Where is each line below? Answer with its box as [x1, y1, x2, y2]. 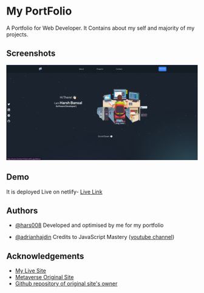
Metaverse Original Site [15, 274, 74, 281]
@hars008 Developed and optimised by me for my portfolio [15, 221, 164, 229]
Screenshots [6, 49, 56, 59]
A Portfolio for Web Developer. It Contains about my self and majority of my [6, 24, 195, 32]
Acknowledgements [6, 251, 84, 261]
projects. [6, 30, 29, 38]
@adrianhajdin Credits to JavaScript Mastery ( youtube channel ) [15, 234, 175, 241]
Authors [6, 205, 38, 216]
